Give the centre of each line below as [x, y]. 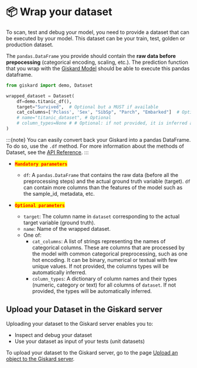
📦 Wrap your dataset [59, 12]
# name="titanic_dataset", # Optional [64, 118]
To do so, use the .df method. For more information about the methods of [95, 146]
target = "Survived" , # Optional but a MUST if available [88, 107]
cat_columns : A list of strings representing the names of [99, 241]
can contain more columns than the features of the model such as [103, 187]
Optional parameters [40, 205]
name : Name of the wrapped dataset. [67, 229]
